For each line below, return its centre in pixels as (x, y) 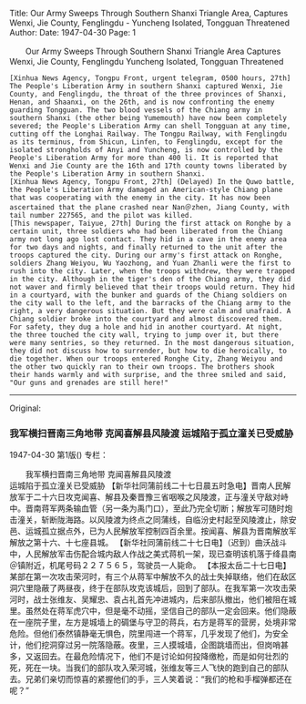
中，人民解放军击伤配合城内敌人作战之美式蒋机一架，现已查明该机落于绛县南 (153, 554)
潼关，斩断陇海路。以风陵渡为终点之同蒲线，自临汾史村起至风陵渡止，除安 (157, 520)
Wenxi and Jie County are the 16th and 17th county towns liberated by (148, 166)
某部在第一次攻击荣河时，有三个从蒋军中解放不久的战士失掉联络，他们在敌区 (153, 576)
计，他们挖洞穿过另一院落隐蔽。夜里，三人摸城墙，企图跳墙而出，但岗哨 (145, 645)
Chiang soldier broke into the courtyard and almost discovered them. (146, 319)
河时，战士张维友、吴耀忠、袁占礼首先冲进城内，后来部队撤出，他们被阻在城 (153, 599)
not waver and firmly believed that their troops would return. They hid (153, 287)
